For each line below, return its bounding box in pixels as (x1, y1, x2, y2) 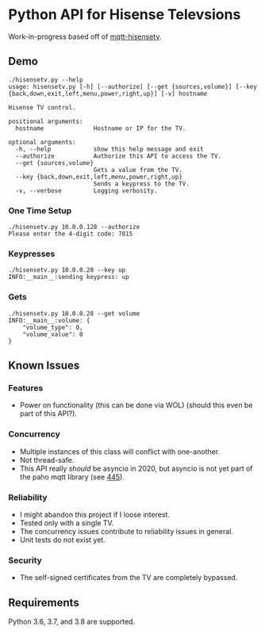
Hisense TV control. (8, 103, 77, 112)
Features (8, 382, 44, 393)
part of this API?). (19, 409, 78, 418)
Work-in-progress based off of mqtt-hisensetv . (8, 32, 162, 41)
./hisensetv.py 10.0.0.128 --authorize (8, 223, 140, 231)
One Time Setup (8, 204, 72, 216)
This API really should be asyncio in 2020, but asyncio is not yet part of (19, 464, 253, 473)
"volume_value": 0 (22, 330, 83, 338)
